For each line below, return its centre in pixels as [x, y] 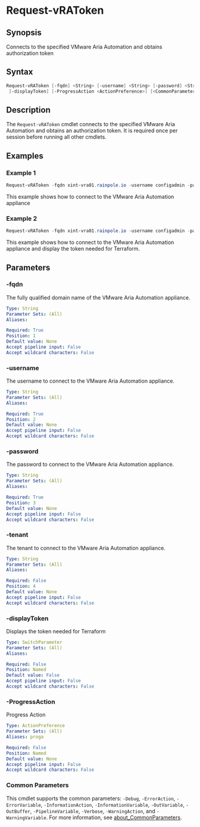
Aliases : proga [25, 737]
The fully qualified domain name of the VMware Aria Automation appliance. [98, 297]
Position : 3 [21, 503]
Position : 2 [21, 419]
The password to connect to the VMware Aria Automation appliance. [90, 465]
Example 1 [21, 173]
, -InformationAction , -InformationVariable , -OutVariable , [113, 804]
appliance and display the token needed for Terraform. [73, 249]
